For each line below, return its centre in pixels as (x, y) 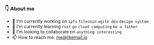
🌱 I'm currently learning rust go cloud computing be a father (75, 27)
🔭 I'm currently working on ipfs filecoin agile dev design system (80, 21)
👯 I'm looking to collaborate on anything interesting (67, 32)
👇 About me (20, 8)
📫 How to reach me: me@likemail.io (50, 38)
